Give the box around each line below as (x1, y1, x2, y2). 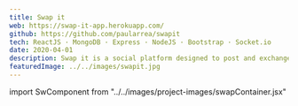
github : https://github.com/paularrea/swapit (9, 29, 180, 38)
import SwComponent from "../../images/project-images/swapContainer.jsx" (9, 86, 286, 97)
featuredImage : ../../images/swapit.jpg (9, 63, 161, 72)
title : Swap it (9, 12, 66, 22)
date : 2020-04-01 (9, 46, 74, 55)
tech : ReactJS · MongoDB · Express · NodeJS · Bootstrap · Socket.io (9, 37, 272, 47)
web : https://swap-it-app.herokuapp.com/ (9, 21, 165, 30)
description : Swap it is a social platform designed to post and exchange (9, 54, 292, 63)
